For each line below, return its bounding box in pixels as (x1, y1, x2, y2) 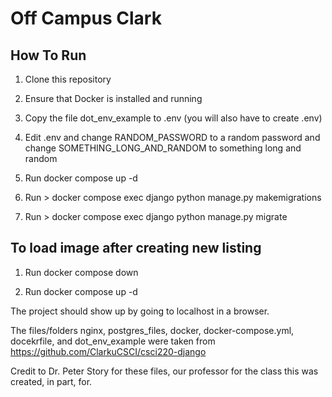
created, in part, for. (10, 375, 93, 387)
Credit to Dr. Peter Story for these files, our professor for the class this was (10, 365, 319, 377)
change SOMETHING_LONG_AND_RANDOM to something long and (24, 142, 302, 154)
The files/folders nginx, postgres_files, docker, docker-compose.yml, (10, 324, 295, 336)
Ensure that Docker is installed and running (24, 93, 203, 104)
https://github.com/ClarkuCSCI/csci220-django (10, 345, 207, 357)
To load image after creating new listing (10, 240, 262, 257)
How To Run (10, 47, 87, 64)
